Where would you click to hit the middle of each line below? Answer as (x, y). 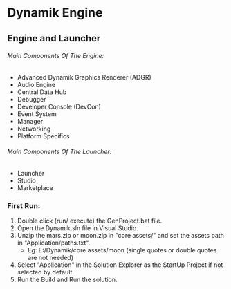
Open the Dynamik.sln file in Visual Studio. (77, 228)
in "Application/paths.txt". (54, 243)
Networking (34, 129)
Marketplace (35, 187)
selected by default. (46, 272)
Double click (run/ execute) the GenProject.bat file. (90, 221)
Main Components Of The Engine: (56, 56)
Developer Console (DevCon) (59, 106)
